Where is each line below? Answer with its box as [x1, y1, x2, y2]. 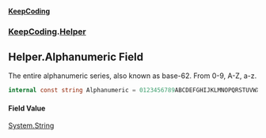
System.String [8, 121, 55, 130]
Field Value [8, 103, 46, 113]
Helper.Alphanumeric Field [8, 50, 144, 63]
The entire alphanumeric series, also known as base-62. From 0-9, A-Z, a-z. [8, 71, 257, 80]
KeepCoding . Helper [8, 26, 86, 37]
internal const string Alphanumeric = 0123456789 [8, 87, 176, 95]
